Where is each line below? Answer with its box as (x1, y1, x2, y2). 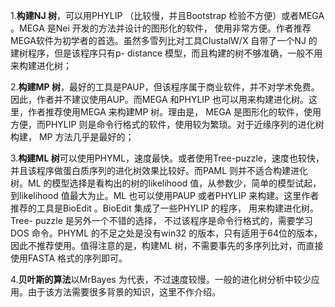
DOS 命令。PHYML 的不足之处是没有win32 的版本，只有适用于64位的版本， (10, 227, 323, 239)
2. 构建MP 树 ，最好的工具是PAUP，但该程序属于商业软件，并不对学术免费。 (10, 81, 320, 93)
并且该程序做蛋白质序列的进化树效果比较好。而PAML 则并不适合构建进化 (10, 165, 309, 176)
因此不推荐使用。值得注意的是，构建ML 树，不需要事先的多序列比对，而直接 (10, 240, 324, 251)
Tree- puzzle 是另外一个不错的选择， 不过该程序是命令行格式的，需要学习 (10, 215, 313, 226)
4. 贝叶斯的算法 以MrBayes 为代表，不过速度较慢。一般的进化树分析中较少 (10, 274, 312, 285)
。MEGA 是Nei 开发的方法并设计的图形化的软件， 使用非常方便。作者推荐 (10, 22, 312, 34)
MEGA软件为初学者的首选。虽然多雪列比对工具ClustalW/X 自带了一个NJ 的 (10, 35, 318, 46)
